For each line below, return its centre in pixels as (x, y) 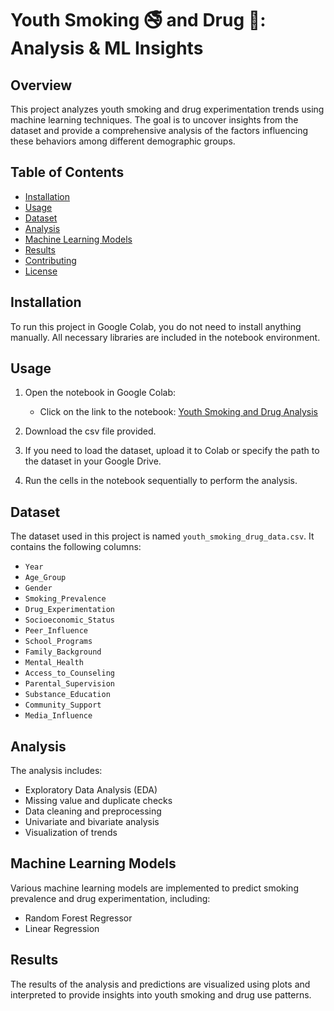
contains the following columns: (76, 547)
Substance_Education (67, 695)
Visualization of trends (71, 833)
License (41, 271)
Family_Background (63, 652)
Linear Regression (62, 928)
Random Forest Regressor (78, 918)
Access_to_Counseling (69, 673)
